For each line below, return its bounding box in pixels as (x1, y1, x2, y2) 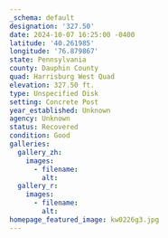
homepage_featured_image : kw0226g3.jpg (9, 214, 160, 224)
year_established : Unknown (9, 106, 111, 115)
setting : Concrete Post (9, 97, 99, 107)
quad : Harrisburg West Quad (9, 72, 116, 81)
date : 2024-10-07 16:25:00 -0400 (9, 30, 135, 39)
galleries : (9, 139, 51, 148)
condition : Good (9, 131, 70, 140)
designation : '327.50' (9, 22, 95, 31)
